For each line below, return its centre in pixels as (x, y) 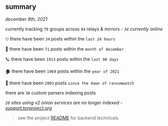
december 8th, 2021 (26, 19)
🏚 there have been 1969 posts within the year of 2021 (62, 71)
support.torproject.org (29, 108)
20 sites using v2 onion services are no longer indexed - (64, 103)
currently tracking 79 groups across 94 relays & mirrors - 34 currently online (84, 29)
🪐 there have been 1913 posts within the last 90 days (62, 59)
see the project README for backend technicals (68, 118)
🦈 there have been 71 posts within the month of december (65, 49)
